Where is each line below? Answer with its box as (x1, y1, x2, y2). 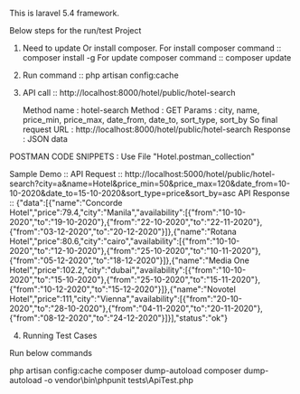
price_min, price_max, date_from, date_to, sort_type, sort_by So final (22, 115, 278, 125)
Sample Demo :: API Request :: (9, 169, 124, 179)
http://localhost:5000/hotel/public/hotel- (125, 169, 276, 179)
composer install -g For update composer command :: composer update (22, 52, 292, 62)
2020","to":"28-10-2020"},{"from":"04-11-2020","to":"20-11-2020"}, (9, 303, 264, 314)
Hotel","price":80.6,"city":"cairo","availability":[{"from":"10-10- (9, 236, 240, 247)
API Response (238, 188, 291, 198)
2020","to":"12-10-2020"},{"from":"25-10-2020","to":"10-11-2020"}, (9, 246, 261, 256)
